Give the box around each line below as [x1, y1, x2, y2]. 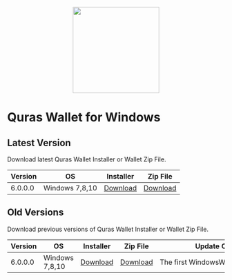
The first [159, 257, 188, 267]
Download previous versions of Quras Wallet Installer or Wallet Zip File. [7, 225, 209, 233]
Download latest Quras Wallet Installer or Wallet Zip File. [7, 155, 166, 163]
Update [195, 241, 220, 251]
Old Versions [7, 207, 64, 219]
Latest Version [7, 137, 71, 148]
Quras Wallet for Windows [7, 110, 161, 126]
